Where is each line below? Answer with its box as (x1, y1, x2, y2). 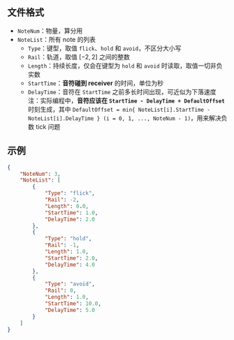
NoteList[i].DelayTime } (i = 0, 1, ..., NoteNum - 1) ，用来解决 (27, 114, 221, 122)
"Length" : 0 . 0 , (44, 202, 89, 209)
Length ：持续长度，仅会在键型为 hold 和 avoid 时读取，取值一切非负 (27, 61, 223, 70)
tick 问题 (36, 122, 61, 131)
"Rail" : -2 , (44, 196, 80, 203)
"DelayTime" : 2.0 (44, 216, 96, 223)
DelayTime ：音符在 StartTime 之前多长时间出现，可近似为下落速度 (27, 87, 217, 96)
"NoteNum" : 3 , (20, 170, 61, 177)
